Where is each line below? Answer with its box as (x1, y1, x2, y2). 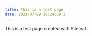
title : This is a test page (5, 7, 64, 12)
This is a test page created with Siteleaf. (5, 25, 88, 31)
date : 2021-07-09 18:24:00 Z (5, 12, 66, 17)
